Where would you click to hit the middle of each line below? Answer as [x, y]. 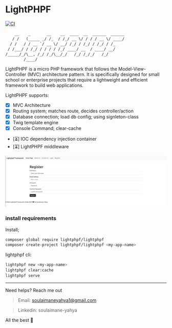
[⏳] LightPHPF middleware [41, 147]
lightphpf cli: [18, 255]
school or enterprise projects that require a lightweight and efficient [77, 80]
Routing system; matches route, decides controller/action [73, 111]
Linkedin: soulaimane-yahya [48, 310]
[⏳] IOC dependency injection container [55, 139]
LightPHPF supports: [27, 95]
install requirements [31, 218]
